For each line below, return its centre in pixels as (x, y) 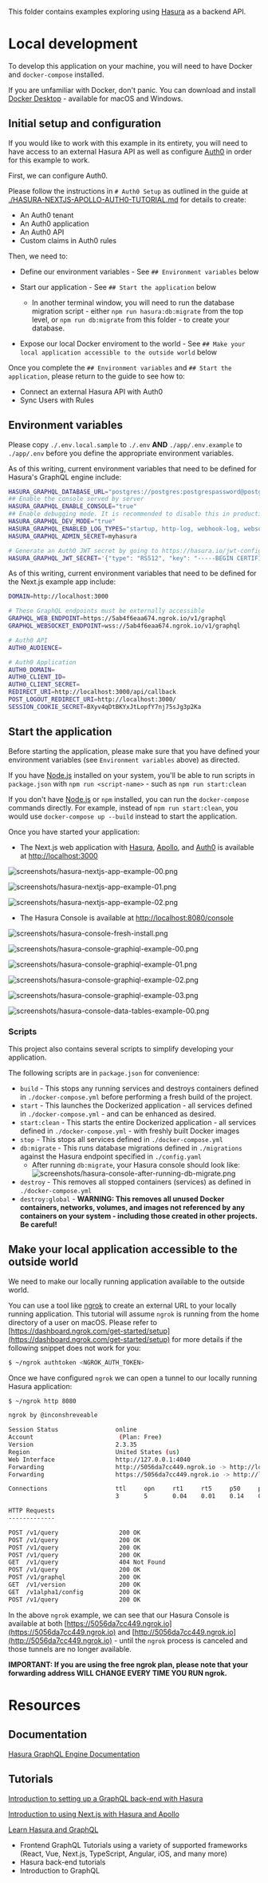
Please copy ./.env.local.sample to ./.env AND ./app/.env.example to (125, 444)
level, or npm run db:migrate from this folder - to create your (130, 319)
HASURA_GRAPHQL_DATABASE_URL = (59, 491)
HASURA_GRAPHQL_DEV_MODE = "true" (62, 522)
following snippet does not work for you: (75, 1348)
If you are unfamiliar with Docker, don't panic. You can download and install (132, 90)
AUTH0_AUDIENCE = (35, 647)
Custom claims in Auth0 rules (68, 240)
